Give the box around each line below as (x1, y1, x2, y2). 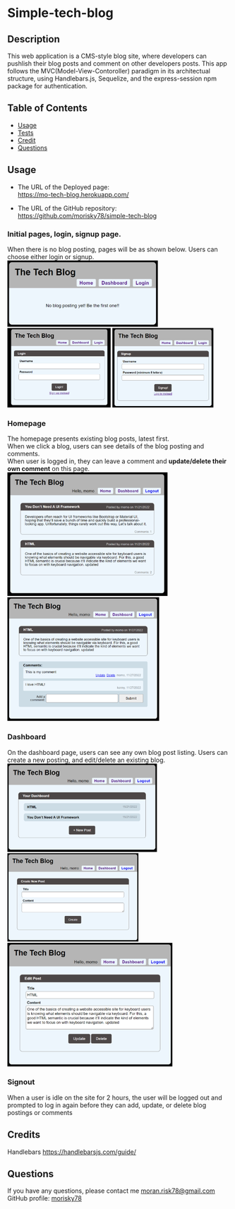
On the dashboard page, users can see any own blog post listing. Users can (7, 748, 228, 756)
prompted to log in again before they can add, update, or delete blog (7, 1100, 207, 1109)
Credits (7, 1128, 41, 1141)
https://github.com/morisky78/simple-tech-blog (17, 211, 157, 220)
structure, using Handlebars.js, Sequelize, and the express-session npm (7, 74, 217, 83)
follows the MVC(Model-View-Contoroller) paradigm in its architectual (7, 67, 210, 75)
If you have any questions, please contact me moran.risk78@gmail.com (7, 1186, 215, 1195)
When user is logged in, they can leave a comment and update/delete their (7, 457, 227, 465)
